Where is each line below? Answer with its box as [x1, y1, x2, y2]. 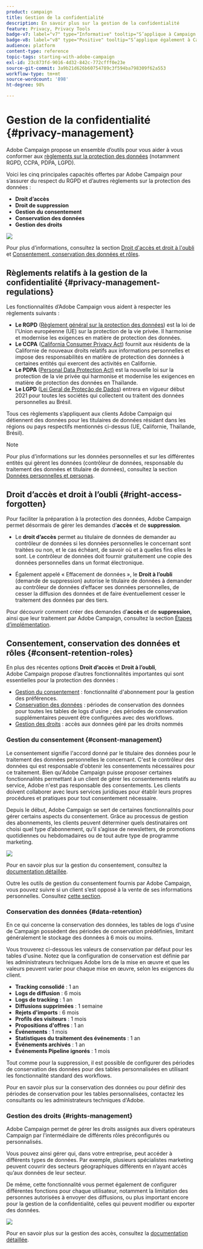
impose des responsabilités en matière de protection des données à [14, 353, 184, 360]
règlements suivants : [6, 309, 60, 316]
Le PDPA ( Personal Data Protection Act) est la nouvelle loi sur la [14, 366, 174, 373]
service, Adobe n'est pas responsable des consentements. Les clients [6, 781, 181, 789]
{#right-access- [120, 489, 182, 500]
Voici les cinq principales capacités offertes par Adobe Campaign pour [6, 171, 182, 178]
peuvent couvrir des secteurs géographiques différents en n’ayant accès [6, 1163, 187, 1170]
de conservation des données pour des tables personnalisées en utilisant [6, 1065, 188, 1072]
